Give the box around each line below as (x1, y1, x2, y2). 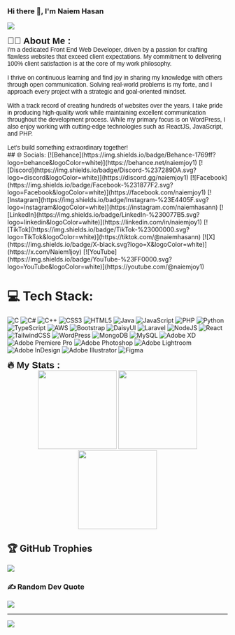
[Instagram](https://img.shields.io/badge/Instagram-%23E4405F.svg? (7, 196, 209, 204)
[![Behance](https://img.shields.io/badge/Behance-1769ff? (48, 150, 216, 159)
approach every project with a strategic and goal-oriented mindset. (7, 87, 187, 96)
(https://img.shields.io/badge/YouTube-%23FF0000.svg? (7, 255, 173, 264)
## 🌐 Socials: (7, 150, 47, 159)
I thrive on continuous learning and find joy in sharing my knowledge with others (7, 73, 222, 82)
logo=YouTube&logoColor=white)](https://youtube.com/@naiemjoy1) (7, 262, 205, 271)
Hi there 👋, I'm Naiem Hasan (7, 6, 104, 16)
